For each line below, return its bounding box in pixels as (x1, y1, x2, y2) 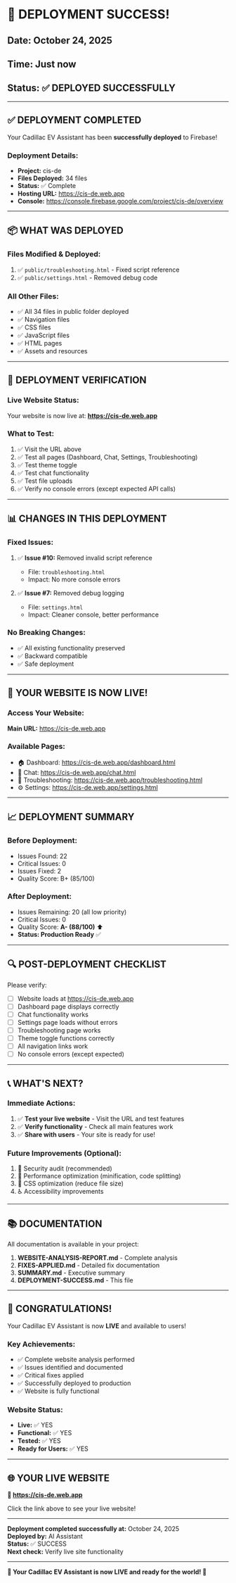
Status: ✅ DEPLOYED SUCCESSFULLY (7, 82, 176, 94)
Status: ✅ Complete (17, 181, 76, 189)
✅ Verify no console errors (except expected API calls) (17, 484, 176, 493)
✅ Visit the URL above (17, 445, 82, 453)
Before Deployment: (7, 835, 77, 845)
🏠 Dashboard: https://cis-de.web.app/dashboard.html (17, 758, 176, 767)
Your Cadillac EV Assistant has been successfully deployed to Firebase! (7, 133, 218, 141)
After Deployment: (7, 892, 72, 902)
